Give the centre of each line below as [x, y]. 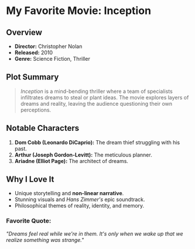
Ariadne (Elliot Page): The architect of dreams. [71, 161]
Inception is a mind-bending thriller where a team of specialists [96, 91]
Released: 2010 [34, 53]
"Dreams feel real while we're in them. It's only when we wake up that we [95, 234]
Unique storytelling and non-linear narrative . [69, 193]
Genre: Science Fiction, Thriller [52, 59]
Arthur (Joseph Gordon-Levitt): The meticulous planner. [83, 155]
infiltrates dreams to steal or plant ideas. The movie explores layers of [105, 97]
